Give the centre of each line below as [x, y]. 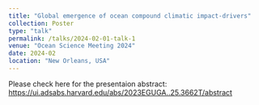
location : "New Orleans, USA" [59, 61]
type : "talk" [30, 31]
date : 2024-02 [32, 53]
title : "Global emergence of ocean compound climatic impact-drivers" [130, 16]
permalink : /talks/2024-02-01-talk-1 [72, 38]
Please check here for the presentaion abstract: [88, 84]
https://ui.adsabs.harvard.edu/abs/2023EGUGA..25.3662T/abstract [121, 92]
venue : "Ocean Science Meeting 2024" [72, 46]
